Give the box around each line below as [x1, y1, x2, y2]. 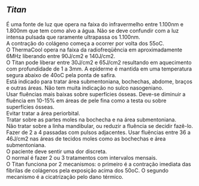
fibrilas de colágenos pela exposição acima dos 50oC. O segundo [6, 167, 169, 174]
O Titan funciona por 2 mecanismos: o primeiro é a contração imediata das [6, 160, 191, 167]
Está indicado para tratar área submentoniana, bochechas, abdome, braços [6, 78, 193, 85]
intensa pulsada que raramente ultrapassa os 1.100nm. [6, 33, 140, 41]
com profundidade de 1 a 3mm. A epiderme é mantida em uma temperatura [6, 65, 192, 72]
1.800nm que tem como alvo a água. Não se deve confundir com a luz [6, 27, 179, 34]
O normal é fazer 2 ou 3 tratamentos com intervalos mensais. [6, 154, 158, 161]
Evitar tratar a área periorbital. [6, 109, 80, 117]
